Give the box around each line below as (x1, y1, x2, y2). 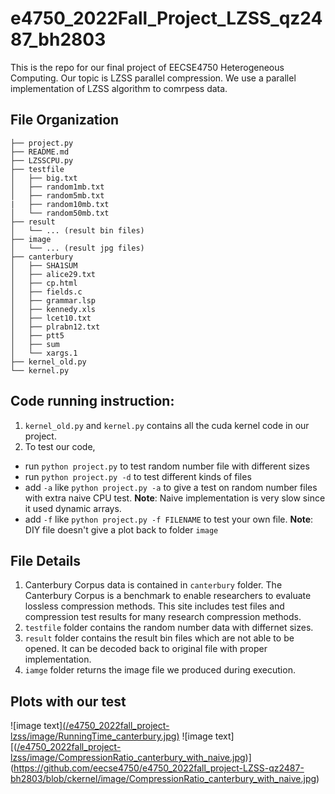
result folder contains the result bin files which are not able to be (24, 632, 295, 644)
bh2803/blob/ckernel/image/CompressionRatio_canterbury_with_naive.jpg (10, 773, 317, 785)
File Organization (10, 112, 120, 129)
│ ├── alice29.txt (10, 269, 97, 279)
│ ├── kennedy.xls (10, 304, 97, 314)
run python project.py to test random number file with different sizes (24, 460, 310, 472)
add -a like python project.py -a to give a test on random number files (24, 481, 318, 493)
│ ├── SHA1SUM (10, 260, 78, 271)
